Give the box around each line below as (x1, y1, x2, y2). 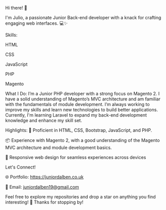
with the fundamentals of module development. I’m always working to (5, 101, 150, 107)
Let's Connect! (5, 164, 36, 170)
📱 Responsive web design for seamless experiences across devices (5, 154, 146, 160)
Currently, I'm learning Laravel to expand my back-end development (5, 112, 147, 118)
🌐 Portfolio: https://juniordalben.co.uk (5, 174, 84, 180)
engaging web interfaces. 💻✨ (5, 20, 68, 26)
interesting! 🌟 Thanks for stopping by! (5, 199, 84, 205)
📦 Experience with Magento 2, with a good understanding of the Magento (5, 137, 160, 143)
